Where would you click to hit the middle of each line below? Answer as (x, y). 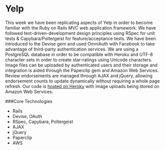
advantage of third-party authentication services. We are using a (72, 49)
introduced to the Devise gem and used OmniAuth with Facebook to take (80, 43)
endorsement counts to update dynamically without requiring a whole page (82, 81)
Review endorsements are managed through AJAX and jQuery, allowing (79, 75)
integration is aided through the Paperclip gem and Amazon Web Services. (82, 70)
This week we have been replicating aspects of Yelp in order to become (79, 22)
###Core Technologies (29, 101)
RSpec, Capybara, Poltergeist (43, 121)
